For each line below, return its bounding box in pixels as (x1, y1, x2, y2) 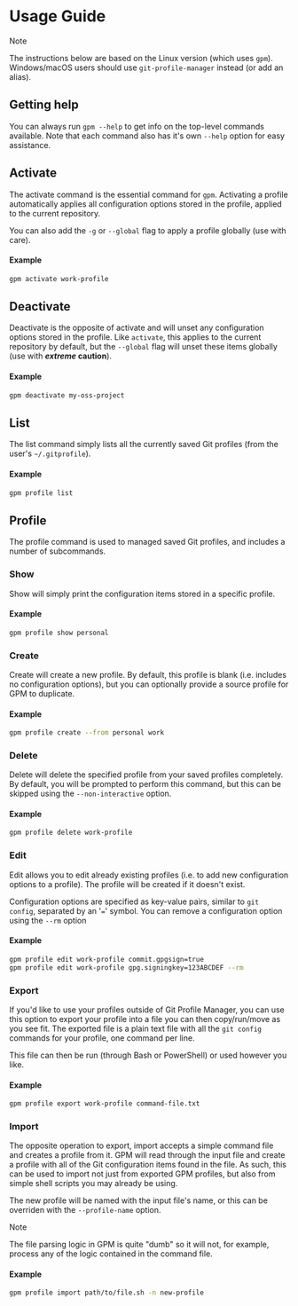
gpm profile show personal (9, 628, 109, 637)
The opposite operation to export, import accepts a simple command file (9, 1140, 274, 1151)
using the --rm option (9, 915, 87, 925)
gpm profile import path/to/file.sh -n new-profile (9, 1288, 204, 1297)
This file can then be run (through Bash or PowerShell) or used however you (9, 1050, 287, 1060)
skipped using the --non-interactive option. (9, 788, 172, 799)
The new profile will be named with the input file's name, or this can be (9, 1195, 269, 1206)
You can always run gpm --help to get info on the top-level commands (9, 121, 264, 131)
